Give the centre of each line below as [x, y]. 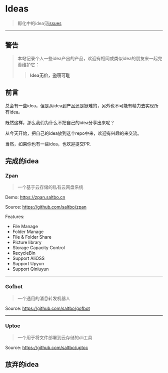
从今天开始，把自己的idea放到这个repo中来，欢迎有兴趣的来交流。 [73, 133]
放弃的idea [22, 365]
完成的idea [22, 161]
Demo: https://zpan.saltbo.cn [35, 197]
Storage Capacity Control [38, 248]
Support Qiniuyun [30, 269]
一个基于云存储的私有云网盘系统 [50, 187]
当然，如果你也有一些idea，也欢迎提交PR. [48, 144]
